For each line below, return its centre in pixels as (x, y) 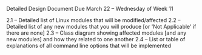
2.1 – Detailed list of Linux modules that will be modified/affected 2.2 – (93, 20)
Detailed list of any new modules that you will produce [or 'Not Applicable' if (101, 27)
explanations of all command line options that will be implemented (89, 45)
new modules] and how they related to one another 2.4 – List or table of (96, 39)
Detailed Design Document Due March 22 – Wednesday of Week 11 (90, 9)
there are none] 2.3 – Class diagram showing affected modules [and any (96, 33)
